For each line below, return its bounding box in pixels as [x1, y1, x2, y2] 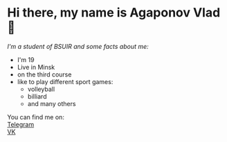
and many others [27, 99, 76, 108]
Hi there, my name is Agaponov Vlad [7, 5, 221, 21]
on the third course [17, 70, 72, 79]
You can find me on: [7, 112, 64, 121]
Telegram [7, 120, 35, 128]
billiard [27, 92, 47, 101]
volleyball [27, 85, 55, 93]
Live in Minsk [17, 63, 55, 71]
